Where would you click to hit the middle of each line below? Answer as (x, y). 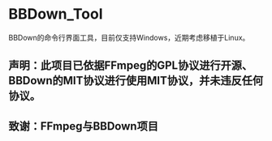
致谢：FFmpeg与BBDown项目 (83, 126)
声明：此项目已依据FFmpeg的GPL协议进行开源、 (131, 66)
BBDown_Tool (56, 14)
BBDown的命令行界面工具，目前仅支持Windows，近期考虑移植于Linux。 (129, 37)
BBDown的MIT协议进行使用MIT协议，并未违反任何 (136, 81)
